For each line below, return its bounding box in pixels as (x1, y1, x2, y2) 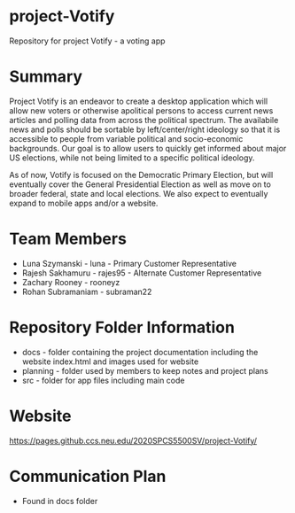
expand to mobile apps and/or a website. (9, 198, 159, 208)
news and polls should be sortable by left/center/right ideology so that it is (9, 124, 281, 135)
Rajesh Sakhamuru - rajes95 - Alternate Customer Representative (21, 268, 262, 278)
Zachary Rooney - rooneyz (21, 276, 120, 287)
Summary (9, 66, 82, 87)
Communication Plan (9, 466, 167, 486)
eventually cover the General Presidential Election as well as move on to (9, 179, 272, 190)
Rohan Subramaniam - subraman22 (21, 286, 152, 297)
